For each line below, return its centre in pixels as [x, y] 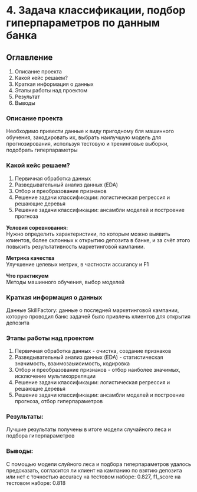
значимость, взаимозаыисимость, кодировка [72, 364]
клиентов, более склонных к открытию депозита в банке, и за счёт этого [98, 240]
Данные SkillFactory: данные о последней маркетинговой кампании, [93, 310]
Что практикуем [27, 275]
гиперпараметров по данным [83, 23]
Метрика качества [30, 258]
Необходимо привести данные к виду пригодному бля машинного [90, 131]
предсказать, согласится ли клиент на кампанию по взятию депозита [94, 470]
